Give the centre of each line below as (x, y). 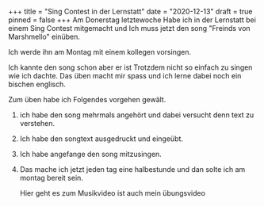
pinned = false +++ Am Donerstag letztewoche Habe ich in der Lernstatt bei (132, 20)
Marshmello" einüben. (44, 36)
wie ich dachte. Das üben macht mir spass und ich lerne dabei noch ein (125, 76)
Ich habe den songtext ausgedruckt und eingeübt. (101, 139)
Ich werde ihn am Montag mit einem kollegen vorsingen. (100, 52)
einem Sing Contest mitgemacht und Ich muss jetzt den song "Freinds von (130, 28)
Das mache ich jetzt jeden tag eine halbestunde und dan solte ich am (132, 169)
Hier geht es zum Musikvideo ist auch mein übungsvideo (113, 193)
